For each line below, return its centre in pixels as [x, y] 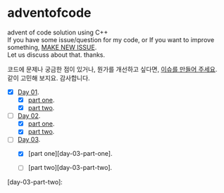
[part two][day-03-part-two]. [70, 168]
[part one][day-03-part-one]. [70, 154]
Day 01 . [28, 92]
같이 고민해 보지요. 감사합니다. [49, 78]
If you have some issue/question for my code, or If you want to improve [111, 39]
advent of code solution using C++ [58, 32]
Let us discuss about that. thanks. [56, 55]
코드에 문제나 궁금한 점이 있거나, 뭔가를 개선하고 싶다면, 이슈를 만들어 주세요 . [112, 69]
